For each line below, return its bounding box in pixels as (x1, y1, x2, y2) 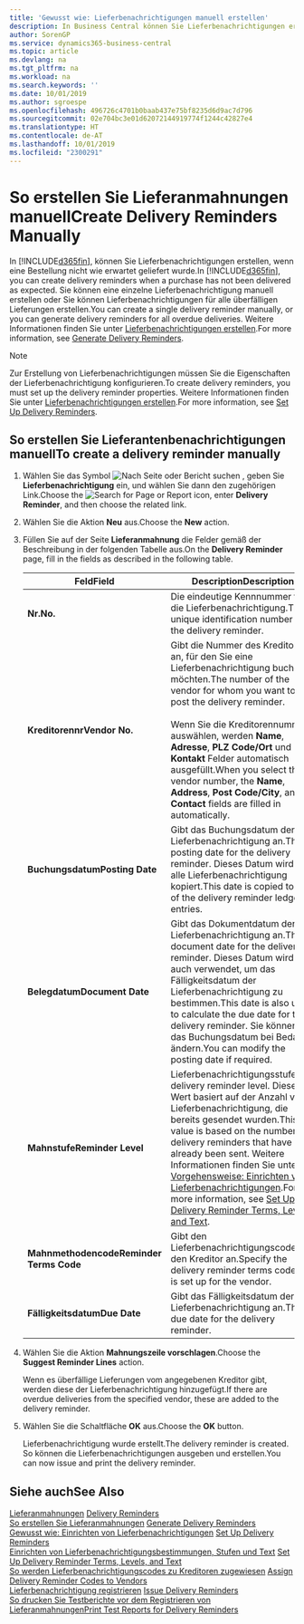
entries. (170, 903, 204, 916)
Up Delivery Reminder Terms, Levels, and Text (9, 1556, 183, 1567)
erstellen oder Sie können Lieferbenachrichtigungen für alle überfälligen (9, 293, 279, 304)
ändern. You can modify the (170, 1043, 287, 1055)
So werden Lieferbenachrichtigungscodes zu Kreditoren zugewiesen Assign (9, 1566, 294, 1577)
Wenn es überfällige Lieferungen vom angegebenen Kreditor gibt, (22, 1374, 268, 1386)
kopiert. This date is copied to (170, 880, 294, 893)
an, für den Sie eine (170, 650, 253, 663)
